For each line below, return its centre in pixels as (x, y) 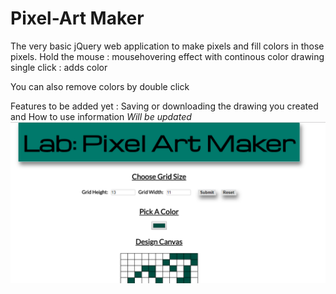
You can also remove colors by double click (100, 86)
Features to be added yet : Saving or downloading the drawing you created (164, 106)
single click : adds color (59, 67)
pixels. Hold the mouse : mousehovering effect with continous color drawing (167, 56)
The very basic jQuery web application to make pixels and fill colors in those (167, 46)
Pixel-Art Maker (77, 18)
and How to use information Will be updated (101, 116)
